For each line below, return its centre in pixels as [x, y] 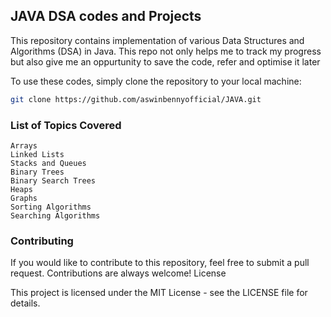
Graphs [24, 198]
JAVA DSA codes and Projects [106, 16]
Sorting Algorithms [51, 207]
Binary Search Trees [53, 180]
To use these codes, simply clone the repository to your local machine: [156, 81]
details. [25, 303]
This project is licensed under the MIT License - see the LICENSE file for [159, 293]
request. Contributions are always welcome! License [118, 273]
